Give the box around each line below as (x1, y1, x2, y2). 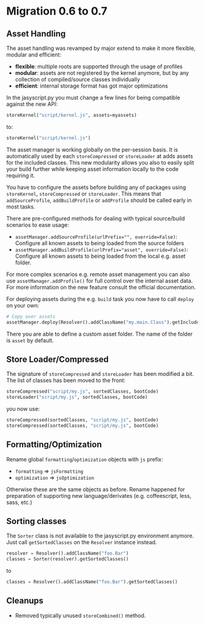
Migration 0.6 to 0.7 (6, 4, 107, 18)
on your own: (6, 302, 39, 309)
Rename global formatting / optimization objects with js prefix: (6, 455, 163, 463)
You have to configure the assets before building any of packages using (6, 184, 186, 191)
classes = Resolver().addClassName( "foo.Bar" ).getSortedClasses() (6, 579, 178, 585)
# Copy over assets (6, 313, 56, 320)
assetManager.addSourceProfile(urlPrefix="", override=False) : (15, 233, 178, 240)
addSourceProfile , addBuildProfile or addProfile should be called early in (6, 196, 192, 204)
